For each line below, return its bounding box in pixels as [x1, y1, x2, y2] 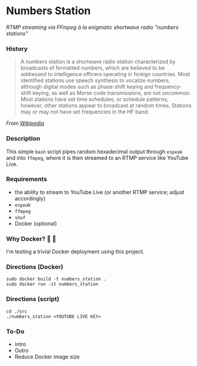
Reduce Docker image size [14, 353, 80, 361]
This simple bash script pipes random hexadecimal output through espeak [6, 148, 183, 155]
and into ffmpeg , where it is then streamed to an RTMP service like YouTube [6, 154, 189, 161]
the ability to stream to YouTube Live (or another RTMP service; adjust [14, 188, 185, 195]
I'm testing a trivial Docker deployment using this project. [6, 248, 145, 255]
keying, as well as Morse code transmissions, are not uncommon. [32, 90, 191, 97]
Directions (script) [6, 295, 60, 303]
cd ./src [6, 308, 28, 314]
